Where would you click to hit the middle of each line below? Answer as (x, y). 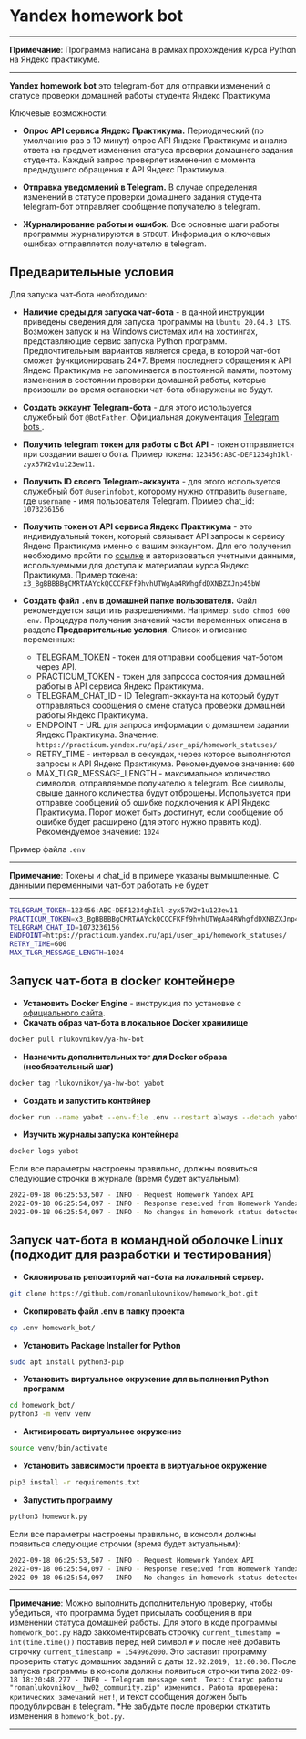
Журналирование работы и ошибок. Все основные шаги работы (151, 224)
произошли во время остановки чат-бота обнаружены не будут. (148, 390)
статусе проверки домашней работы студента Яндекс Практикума (140, 95)
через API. (56, 666)
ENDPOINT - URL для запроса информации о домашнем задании (163, 724)
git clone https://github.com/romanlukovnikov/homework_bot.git (134, 1293)
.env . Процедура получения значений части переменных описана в (155, 620)
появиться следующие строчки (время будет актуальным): (125, 1544)
